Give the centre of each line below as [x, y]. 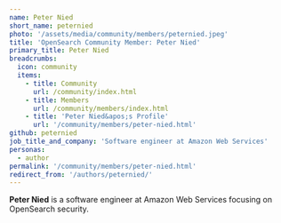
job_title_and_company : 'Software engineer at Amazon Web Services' [139, 141]
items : [29, 76]
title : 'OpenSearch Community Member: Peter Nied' [105, 42]
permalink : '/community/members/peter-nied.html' [103, 166]
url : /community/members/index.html [100, 108]
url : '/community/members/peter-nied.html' [115, 125]
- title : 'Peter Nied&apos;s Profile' [97, 116]
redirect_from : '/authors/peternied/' [81, 174]
